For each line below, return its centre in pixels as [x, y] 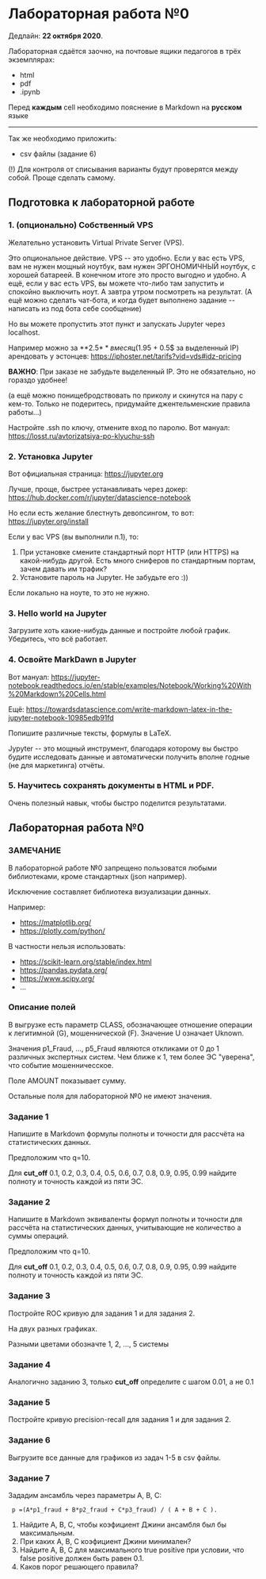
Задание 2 [29, 1202]
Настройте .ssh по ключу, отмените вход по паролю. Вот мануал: [119, 427]
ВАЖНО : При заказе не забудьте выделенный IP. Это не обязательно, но [132, 371]
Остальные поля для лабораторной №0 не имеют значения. [110, 1096]
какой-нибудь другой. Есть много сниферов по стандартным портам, [137, 560]
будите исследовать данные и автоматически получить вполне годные [129, 757]
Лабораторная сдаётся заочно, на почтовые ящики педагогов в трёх [125, 51]
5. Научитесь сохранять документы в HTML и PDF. [111, 786]
